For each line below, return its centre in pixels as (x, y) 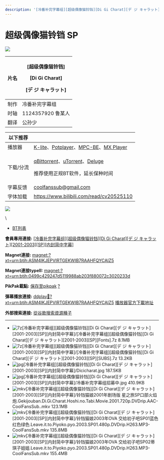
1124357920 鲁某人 (46, 113)
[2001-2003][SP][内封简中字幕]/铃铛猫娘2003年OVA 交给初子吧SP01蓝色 (85, 418)
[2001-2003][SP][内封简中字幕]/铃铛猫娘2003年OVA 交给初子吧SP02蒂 (83, 441)
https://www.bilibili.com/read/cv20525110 (83, 196)
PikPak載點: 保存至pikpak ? (32, 286)
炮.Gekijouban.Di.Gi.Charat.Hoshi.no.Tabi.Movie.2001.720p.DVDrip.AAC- (85, 401)
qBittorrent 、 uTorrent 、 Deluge (69, 161)
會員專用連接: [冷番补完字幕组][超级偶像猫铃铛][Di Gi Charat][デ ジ (72, 238)
